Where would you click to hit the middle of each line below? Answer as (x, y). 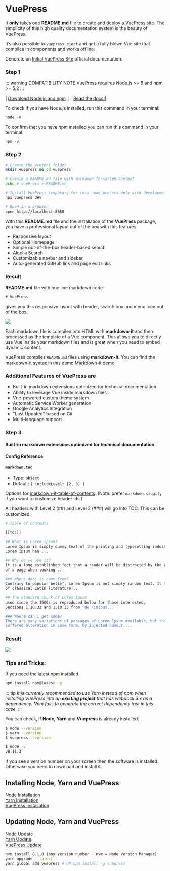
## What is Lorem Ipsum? (31, 542)
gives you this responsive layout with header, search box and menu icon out (84, 306)
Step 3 (13, 433)
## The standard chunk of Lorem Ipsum (46, 598)
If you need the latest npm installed (42, 674)
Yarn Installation (22, 800)
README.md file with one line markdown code (54, 287)
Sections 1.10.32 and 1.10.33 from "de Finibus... (60, 607)
